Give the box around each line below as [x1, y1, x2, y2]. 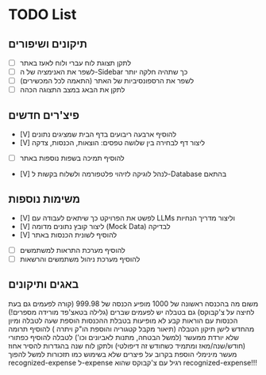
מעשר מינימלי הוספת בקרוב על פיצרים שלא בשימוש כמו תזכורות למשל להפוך [8, 349, 237, 358]
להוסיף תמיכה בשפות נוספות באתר [19, 153, 125, 163]
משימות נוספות [8, 192, 81, 205]
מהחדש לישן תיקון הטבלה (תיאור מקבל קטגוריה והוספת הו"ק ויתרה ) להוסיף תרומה [8, 323, 255, 334]
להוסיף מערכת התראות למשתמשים [19, 245, 125, 254]
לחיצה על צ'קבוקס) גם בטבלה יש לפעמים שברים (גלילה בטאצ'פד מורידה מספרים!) [8, 307, 255, 316]
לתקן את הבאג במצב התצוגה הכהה [19, 85, 125, 94]
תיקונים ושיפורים [8, 37, 87, 51]
